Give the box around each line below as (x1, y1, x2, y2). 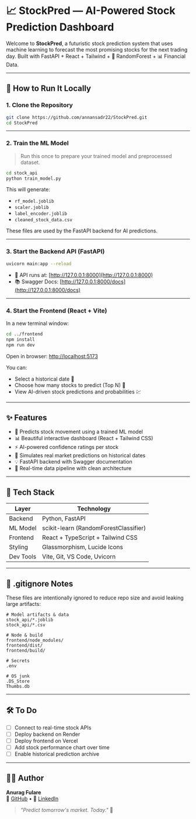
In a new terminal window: (6, 320, 69, 327)
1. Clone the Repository (6, 101, 73, 109)
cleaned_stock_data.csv (14, 217, 73, 223)
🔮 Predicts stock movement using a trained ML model (14, 428, 143, 436)
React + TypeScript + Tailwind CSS (41, 533, 138, 542)
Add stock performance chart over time (14, 743, 110, 751)
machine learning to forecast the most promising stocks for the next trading (6, 46, 188, 53)
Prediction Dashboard (6, 20, 114, 34)
